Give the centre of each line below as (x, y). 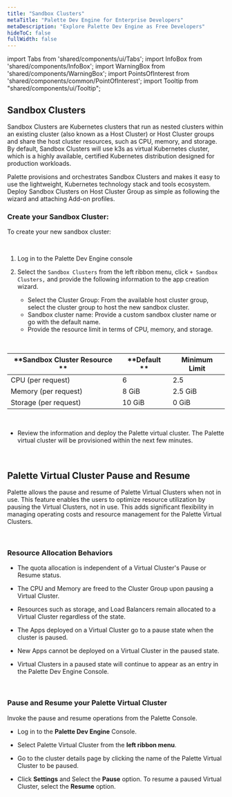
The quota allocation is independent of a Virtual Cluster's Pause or (112, 568)
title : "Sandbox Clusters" (46, 13)
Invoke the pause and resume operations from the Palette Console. (103, 718)
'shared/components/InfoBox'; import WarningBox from (86, 66)
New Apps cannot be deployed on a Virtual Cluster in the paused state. (118, 651)
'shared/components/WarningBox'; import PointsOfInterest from (98, 74)
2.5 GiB (185, 391)
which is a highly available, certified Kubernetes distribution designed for (111, 156)
